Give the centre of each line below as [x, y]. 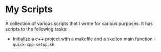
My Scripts [29, 9]
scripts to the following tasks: [36, 29]
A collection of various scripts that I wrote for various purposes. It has [79, 23]
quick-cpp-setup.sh [34, 44]
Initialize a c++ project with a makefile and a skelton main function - [84, 39]
